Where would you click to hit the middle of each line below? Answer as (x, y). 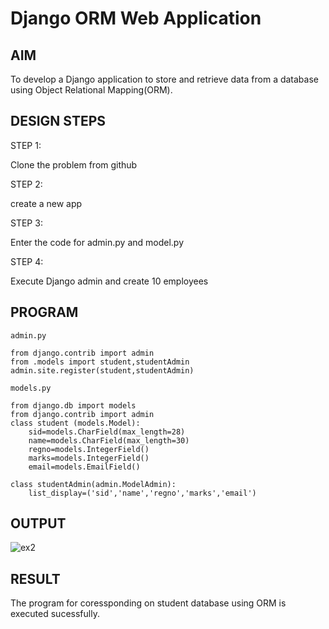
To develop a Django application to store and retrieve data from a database (164, 79)
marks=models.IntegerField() (89, 458)
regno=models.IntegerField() (89, 449)
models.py (31, 388)
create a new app (46, 203)
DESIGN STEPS (58, 121)
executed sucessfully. (55, 614)
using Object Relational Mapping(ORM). (91, 90)
